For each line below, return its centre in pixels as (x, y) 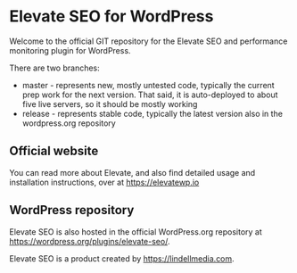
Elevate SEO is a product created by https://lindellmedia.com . (122, 258)
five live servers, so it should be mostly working (110, 103)
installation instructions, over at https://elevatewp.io (104, 182)
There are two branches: (54, 68)
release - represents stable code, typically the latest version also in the (153, 113)
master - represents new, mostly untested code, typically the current (148, 85)
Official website (54, 151)
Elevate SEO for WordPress (111, 17)
